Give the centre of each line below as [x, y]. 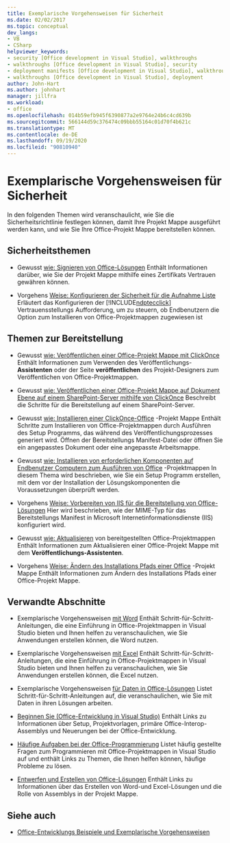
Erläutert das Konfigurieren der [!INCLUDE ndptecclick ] [94, 302]
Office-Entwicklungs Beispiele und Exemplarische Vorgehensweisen [113, 832]
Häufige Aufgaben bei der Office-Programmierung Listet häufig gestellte [119, 744]
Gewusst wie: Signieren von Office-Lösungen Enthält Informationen [112, 267]
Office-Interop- [186, 724]
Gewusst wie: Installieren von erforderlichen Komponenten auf [105, 461]
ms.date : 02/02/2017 [37, 20]
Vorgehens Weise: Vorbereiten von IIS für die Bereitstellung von [106, 503]
